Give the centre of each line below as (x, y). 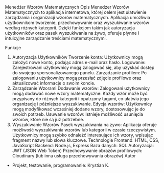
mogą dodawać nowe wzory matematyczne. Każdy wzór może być (80, 93)
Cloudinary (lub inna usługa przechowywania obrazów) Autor (74, 156)
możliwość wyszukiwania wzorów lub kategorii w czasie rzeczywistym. (84, 130)
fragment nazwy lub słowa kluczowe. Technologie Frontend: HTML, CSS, (86, 140)
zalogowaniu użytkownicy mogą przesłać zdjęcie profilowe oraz (77, 78)
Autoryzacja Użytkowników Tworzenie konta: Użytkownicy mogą (78, 57)
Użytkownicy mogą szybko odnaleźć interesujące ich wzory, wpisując (82, 135)
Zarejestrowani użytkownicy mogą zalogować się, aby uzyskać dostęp (83, 67)
